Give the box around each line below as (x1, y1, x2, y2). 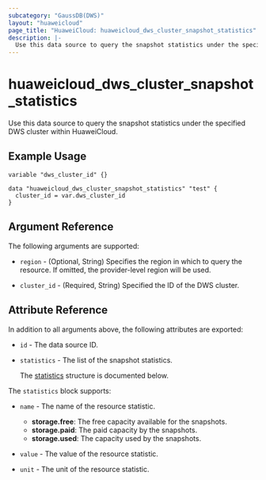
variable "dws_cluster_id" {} (8, 171, 108, 179)
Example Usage (8, 150, 87, 163)
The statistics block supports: (8, 386, 112, 395)
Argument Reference (8, 220, 114, 234)
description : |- (8, 33, 62, 42)
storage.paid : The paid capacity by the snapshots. (31, 425, 198, 435)
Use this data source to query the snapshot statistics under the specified (8, 118, 246, 128)
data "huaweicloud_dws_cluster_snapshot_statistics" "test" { (8, 184, 218, 193)
